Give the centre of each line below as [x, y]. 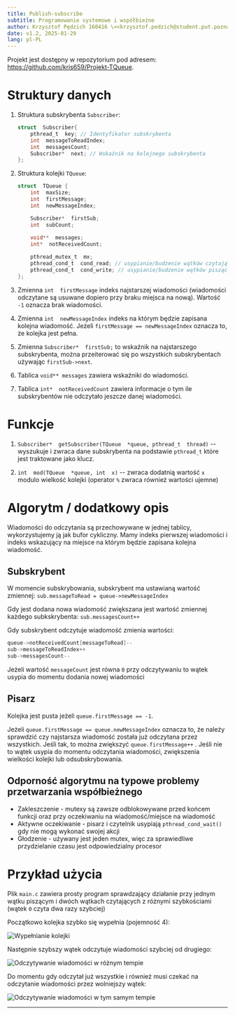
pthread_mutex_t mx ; [62, 257]
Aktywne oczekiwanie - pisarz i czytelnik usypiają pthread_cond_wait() [120, 823]
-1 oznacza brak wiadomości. [60, 304]
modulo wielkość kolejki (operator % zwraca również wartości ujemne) [118, 479]
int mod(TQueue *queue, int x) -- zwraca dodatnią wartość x [111, 472]
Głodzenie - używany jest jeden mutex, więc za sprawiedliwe [105, 838]
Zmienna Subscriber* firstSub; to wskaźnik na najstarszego [107, 346]
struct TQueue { [43, 186]
